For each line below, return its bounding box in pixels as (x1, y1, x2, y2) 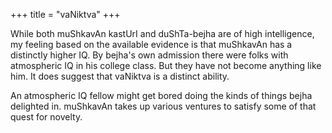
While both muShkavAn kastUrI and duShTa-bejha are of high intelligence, (10, 28, 315, 39)
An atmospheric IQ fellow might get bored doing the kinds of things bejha (10, 90, 313, 101)
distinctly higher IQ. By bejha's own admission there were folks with (10, 49, 289, 61)
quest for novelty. (10, 111, 83, 123)
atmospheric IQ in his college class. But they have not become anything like (10, 60, 322, 71)
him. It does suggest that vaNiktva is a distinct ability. (10, 70, 230, 82)
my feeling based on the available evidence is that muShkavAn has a (10, 39, 293, 50)
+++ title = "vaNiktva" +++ (10, 9, 121, 20)
